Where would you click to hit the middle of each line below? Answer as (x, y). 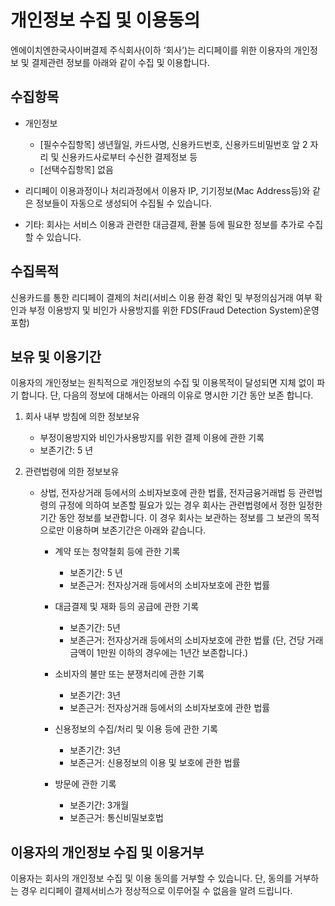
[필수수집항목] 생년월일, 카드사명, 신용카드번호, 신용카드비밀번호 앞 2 (173, 144)
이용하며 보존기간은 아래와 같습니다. (136, 530)
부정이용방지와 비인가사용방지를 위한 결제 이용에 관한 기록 (152, 438)
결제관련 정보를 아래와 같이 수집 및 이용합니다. (120, 62)
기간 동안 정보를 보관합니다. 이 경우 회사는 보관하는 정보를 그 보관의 (170, 518)
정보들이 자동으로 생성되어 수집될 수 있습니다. (123, 203)
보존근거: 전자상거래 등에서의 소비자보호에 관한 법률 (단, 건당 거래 (196, 640)
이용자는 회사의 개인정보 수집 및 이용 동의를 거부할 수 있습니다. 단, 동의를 (151, 878)
